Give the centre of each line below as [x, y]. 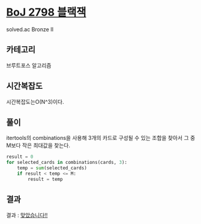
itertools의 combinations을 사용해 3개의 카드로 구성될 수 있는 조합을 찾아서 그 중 [101, 138]
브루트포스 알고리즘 [29, 65]
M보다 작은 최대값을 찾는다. [38, 145]
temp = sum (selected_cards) [52, 168]
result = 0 [20, 157]
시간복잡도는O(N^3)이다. [35, 101]
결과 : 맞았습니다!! [27, 215]
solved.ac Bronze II [30, 29]
